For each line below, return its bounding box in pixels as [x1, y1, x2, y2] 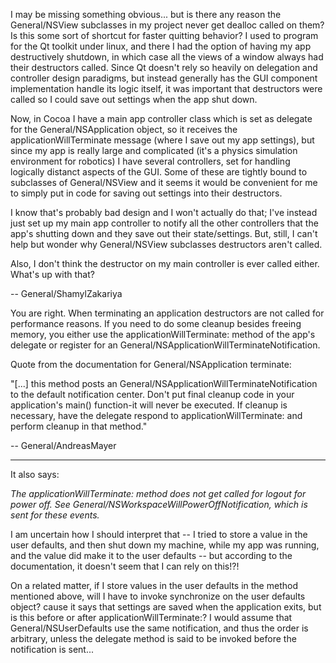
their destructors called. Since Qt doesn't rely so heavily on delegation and [10, 62, 318, 73]
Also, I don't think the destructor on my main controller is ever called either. [10, 258, 320, 269]
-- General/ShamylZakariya [10, 288, 123, 299]
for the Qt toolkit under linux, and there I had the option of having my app [10, 40, 312, 52]
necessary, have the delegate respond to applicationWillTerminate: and [10, 410, 303, 421]
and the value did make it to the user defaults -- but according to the [10, 550, 293, 561]
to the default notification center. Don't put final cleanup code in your [10, 389, 295, 400]
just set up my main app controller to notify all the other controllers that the [10, 217, 319, 229]
